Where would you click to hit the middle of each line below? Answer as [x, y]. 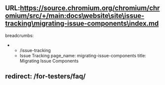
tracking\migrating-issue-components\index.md [82, 23]
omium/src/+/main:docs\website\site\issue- [75, 16]
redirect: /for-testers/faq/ [45, 76]
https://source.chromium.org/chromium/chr [90, 8]
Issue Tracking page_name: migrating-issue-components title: [83, 55]
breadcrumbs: [20, 35]
